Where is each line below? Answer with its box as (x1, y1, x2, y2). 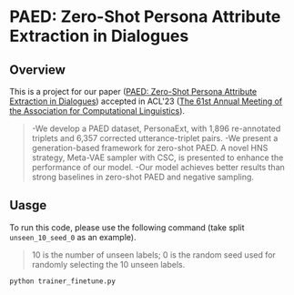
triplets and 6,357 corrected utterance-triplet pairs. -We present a (31, 133, 279, 143)
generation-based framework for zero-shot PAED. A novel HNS (31, 143, 269, 153)
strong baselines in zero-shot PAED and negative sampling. (31, 171, 255, 182)
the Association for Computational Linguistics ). (9, 106, 185, 116)
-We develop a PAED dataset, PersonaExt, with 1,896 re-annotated (31, 123, 281, 134)
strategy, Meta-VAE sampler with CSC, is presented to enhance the (31, 152, 284, 163)
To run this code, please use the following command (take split (9, 221, 245, 233)
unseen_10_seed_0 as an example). (9, 231, 137, 242)
